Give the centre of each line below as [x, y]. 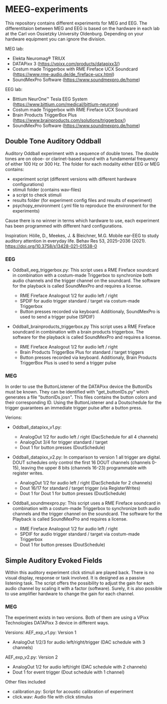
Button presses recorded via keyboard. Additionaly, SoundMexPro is [90, 311]
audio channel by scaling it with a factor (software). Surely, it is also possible [84, 588]
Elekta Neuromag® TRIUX [39, 58]
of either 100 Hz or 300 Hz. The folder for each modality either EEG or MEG [83, 164]
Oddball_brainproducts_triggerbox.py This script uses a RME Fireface [84, 326]
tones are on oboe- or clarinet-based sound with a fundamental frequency [82, 158]
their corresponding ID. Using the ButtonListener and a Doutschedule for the [83, 402]
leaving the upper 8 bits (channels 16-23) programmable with [84, 468]
